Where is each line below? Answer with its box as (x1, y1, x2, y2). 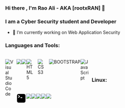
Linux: (91, 76, 107, 83)
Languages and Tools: (5, 42, 60, 49)
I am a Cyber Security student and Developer (5, 18, 116, 25)
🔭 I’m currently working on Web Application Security (12, 30, 120, 36)
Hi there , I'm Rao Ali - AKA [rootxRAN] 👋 (5, 5, 105, 12)
